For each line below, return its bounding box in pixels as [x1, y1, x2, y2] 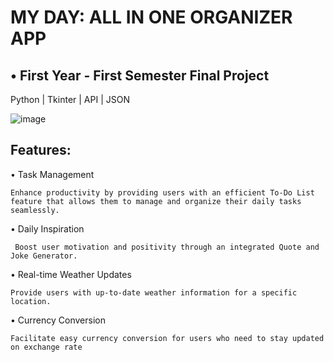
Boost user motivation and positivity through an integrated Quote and [14, 242, 320, 252]
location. [10, 296, 52, 306]
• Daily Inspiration [10, 222, 85, 235]
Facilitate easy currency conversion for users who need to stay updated [10, 333, 325, 343]
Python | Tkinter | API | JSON [10, 94, 130, 105]
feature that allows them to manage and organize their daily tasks [10, 196, 302, 206]
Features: [10, 142, 72, 159]
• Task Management [10, 168, 95, 180]
